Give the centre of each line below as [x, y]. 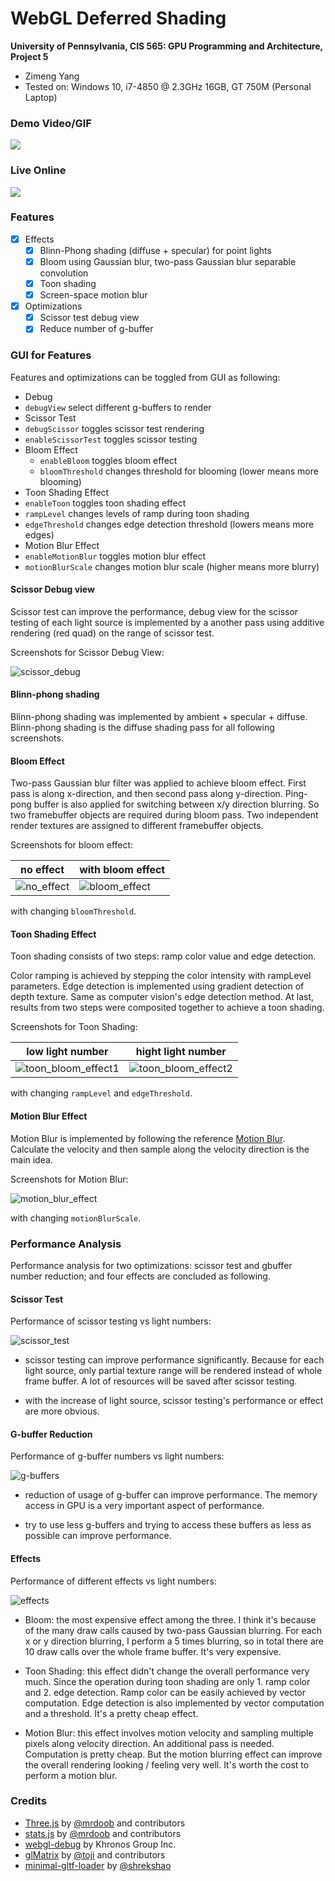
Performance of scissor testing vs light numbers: [111, 1321]
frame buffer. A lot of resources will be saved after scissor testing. [161, 1381]
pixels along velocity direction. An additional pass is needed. [149, 1743]
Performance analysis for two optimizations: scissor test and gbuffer [151, 1265]
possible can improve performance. [98, 1536]
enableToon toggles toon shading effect [105, 503]
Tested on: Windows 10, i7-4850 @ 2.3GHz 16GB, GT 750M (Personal [168, 86]
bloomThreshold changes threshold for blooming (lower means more [179, 471]
